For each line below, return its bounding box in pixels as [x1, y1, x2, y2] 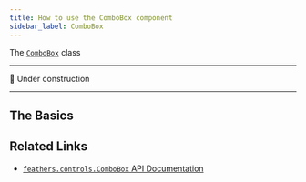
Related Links [9, 138, 88, 155]
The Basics [9, 107, 75, 123]
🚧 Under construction [9, 73, 90, 84]
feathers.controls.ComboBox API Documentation [22, 163, 204, 174]
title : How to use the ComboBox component [9, 13, 173, 23]
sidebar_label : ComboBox [9, 22, 104, 31]
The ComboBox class [9, 46, 81, 57]
